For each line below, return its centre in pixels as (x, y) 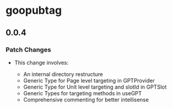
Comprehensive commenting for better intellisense (86, 99)
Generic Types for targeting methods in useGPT (83, 93)
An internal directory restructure (63, 74)
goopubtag (34, 10)
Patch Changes (29, 50)
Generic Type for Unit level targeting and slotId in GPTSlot (95, 87)
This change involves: (41, 62)
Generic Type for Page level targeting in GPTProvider (89, 80)
